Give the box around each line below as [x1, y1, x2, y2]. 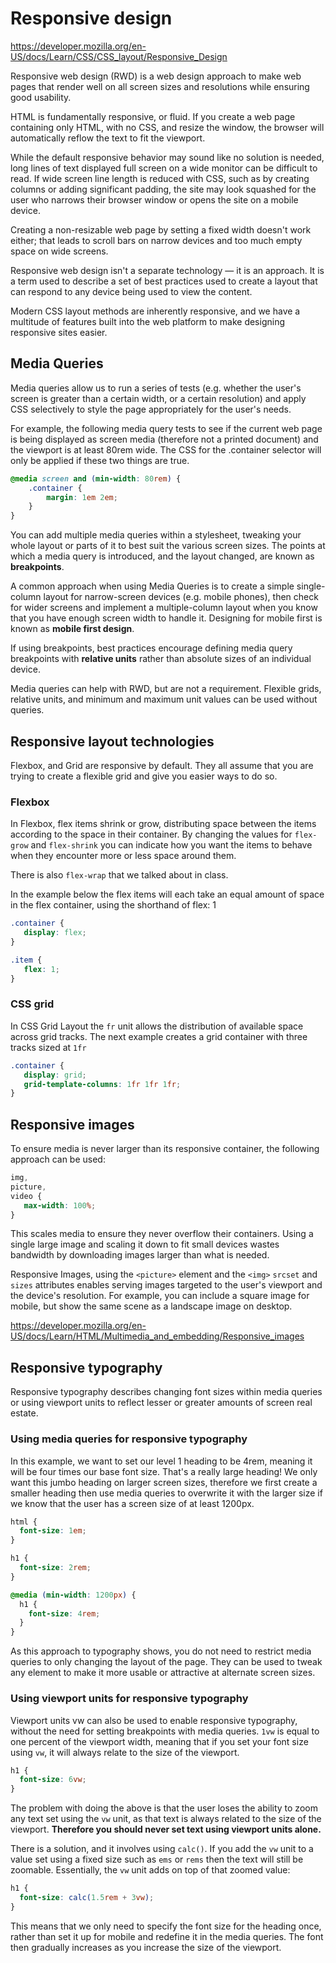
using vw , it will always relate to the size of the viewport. [10, 1746, 240, 1758]
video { [10, 1191, 43, 1201]
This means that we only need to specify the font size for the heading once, [10, 1920, 322, 1932]
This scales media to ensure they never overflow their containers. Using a [10, 1228, 314, 1240]
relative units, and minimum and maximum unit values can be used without [10, 693, 318, 706]
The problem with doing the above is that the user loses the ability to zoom [10, 1802, 318, 1814]
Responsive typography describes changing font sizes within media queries [10, 1386, 323, 1398]
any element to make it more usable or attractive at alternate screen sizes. [10, 1667, 316, 1679]
